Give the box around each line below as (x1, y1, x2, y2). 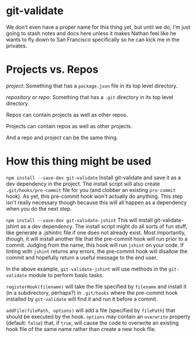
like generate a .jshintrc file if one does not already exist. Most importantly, (6, 229, 186, 236)
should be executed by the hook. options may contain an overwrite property (6, 313, 191, 320)
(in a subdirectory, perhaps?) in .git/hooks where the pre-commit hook (6, 289, 178, 296)
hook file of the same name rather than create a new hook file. (6, 325, 156, 332)
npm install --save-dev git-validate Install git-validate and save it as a (6, 174, 181, 181)
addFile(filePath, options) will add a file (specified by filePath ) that (6, 306, 176, 314)
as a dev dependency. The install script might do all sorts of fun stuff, (20, 223, 188, 230)
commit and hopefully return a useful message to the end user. (6, 254, 158, 261)
